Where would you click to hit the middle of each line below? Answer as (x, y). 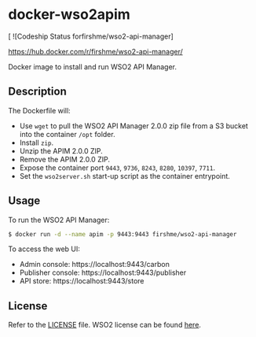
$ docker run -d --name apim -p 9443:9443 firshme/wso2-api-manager (123, 234)
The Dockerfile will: (39, 110)
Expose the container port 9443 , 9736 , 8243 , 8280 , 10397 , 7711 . (117, 168)
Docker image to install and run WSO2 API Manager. (92, 67)
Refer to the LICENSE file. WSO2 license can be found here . (105, 325)
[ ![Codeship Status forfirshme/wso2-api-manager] (91, 36)
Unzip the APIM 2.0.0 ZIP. (61, 150)
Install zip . (36, 143)
